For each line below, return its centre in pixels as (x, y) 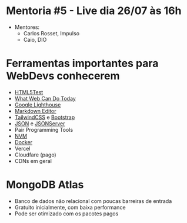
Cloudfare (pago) (36, 155)
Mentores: (27, 27)
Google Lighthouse (38, 105)
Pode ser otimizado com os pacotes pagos (66, 214)
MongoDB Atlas (45, 185)
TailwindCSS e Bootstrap (45, 117)
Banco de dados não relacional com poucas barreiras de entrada (93, 201)
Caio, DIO (35, 39)
